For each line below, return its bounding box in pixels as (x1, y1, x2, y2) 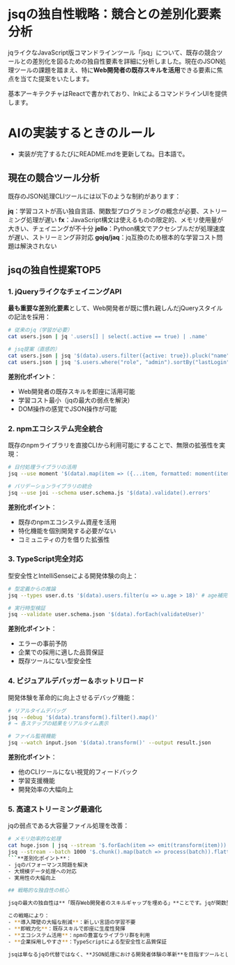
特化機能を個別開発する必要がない (17, 526, 116, 535)
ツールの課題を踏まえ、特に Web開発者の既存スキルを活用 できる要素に (13, 66, 217, 74)
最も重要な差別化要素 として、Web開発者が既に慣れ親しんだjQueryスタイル (8, 304, 223, 312)
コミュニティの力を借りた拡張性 (17, 535, 110, 544)
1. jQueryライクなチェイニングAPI (8, 287, 122, 296)
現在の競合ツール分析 (8, 172, 100, 184)
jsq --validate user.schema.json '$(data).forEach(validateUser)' (8, 611, 205, 618)
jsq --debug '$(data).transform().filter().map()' (8, 713, 158, 720)
